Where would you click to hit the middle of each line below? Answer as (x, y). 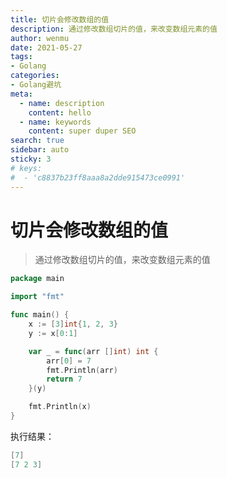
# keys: (26, 168)
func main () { (40, 315)
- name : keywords (55, 122)
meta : (21, 94)
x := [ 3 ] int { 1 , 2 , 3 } (73, 324)
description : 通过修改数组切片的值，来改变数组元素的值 (114, 29)
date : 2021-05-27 (46, 47)
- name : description (62, 103)
